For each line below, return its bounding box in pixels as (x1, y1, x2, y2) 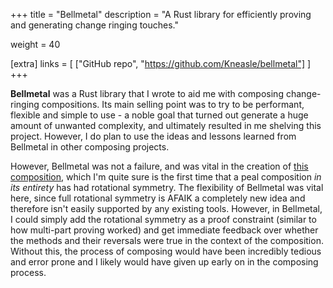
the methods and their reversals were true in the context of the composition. (10, 235, 324, 246)
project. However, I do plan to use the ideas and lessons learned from (10, 130, 297, 142)
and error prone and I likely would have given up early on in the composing (10, 256, 319, 268)
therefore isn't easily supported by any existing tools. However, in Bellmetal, (10, 203, 323, 214)
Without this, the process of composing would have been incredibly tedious (10, 245, 322, 257)
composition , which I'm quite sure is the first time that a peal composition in (10, 171, 322, 183)
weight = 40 (10, 39, 61, 50)
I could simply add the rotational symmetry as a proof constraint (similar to (10, 214, 317, 225)
